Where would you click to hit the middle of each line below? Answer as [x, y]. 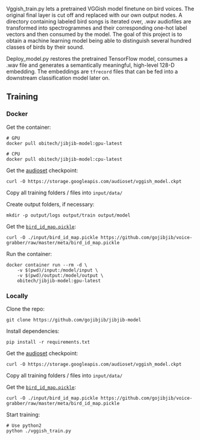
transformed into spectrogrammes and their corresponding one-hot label [97, 28]
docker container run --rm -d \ [47, 265]
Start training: [23, 414]
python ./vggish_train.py [39, 431]
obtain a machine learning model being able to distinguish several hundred [99, 41]
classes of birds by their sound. [45, 47]
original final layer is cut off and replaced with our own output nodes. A [94, 15]
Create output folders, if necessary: [50, 204]
